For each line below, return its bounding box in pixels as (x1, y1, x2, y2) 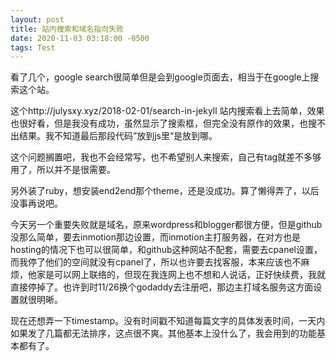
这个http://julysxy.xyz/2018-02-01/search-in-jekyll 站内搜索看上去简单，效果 (10, 105, 325, 117)
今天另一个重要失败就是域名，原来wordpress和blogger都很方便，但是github (10, 219, 323, 231)
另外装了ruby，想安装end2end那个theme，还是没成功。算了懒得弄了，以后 (10, 185, 320, 197)
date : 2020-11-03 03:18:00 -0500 (10, 33, 150, 43)
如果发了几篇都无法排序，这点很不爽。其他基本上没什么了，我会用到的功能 (10, 327, 317, 340)
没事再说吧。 (10, 197, 63, 210)
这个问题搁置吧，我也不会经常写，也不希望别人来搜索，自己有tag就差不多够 (10, 151, 322, 163)
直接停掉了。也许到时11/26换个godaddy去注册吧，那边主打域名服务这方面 (10, 281, 314, 293)
